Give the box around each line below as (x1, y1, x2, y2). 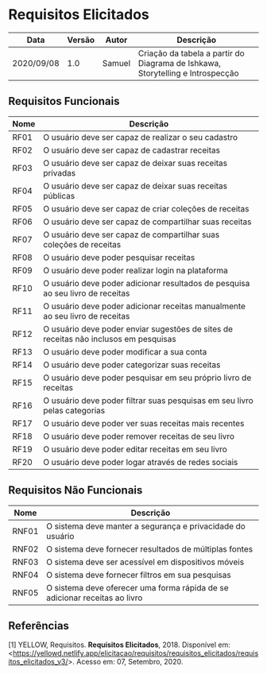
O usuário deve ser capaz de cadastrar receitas (43, 145, 221, 156)
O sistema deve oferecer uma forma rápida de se (46, 582, 229, 593)
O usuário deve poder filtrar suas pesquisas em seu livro (43, 395, 254, 406)
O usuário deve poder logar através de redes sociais (43, 456, 238, 467)
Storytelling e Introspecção (137, 68, 240, 79)
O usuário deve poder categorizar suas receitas (43, 359, 221, 370)
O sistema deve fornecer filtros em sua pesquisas (46, 569, 232, 580)
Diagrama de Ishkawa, (137, 57, 221, 68)
